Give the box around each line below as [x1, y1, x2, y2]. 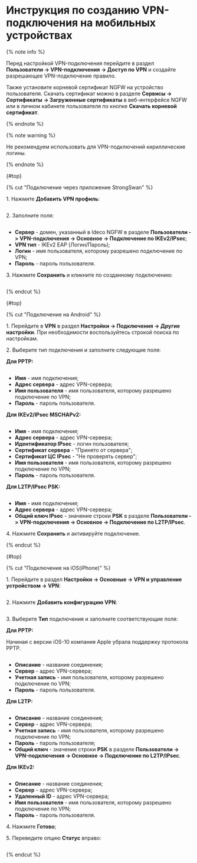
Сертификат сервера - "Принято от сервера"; [14, 446, 133, 453]
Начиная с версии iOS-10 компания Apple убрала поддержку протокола [6, 638, 189, 645]
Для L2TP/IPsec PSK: [6, 483, 61, 490]
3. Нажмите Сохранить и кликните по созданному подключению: [6, 271, 173, 278]
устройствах [6, 29, 73, 42]
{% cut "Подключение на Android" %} [6, 311, 101, 318]
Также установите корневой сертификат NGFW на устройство [6, 83, 164, 90]
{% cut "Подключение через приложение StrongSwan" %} [6, 184, 153, 191]
